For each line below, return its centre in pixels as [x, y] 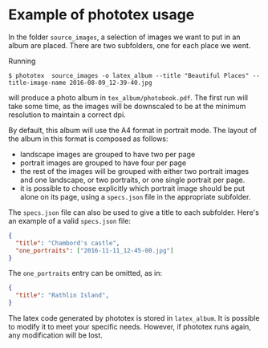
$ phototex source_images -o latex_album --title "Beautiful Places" [129, 75]
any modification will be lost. [55, 335]
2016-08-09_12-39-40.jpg [111, 83]
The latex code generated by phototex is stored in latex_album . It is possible [134, 318]
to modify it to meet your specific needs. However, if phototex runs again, [130, 327]
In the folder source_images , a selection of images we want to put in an [124, 37]
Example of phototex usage [102, 15]
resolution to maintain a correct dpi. [67, 115]
